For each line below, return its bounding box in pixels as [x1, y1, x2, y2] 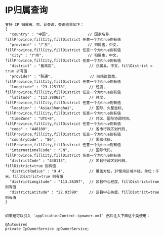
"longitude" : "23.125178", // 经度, [9, 84, 106, 89]
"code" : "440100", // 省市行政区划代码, [9, 126, 127, 131]
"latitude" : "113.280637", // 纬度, [9, 95, 106, 100]
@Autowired [5, 222, 28, 227]
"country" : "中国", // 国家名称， [9, 32, 113, 37]
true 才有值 [5, 68, 28, 73]
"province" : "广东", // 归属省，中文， [9, 42, 120, 47]
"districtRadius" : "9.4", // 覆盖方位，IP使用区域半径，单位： [9, 169, 156, 174]
